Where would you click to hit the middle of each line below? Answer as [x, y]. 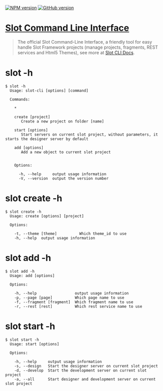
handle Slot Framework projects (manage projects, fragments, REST [88, 47]
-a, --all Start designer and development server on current [85, 379]
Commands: [20, 99]
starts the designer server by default [47, 139]
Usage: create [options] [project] [47, 216]
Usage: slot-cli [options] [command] [49, 90]
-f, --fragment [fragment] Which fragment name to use [74, 302]
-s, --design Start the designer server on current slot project [86, 366]
